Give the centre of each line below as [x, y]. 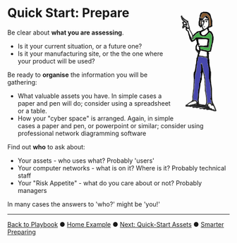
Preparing [22, 232]
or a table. [32, 111]
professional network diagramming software [82, 133]
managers [32, 190]
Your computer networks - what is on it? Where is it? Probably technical [122, 168]
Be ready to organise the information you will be [78, 75]
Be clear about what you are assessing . [66, 32]
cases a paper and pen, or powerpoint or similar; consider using [110, 125]
